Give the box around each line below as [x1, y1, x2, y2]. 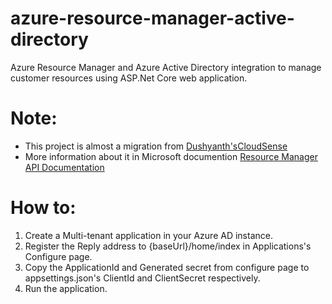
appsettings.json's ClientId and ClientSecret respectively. [24, 272, 261, 284]
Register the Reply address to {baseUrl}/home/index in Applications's [24, 240, 312, 252]
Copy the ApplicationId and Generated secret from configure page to [24, 261, 310, 273]
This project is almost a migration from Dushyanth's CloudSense [24, 140, 288, 152]
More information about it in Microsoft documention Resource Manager [24, 150, 318, 162]
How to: [10, 197, 77, 219]
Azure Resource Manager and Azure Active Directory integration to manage [10, 61, 322, 73]
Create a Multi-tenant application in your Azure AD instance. [24, 229, 273, 241]
